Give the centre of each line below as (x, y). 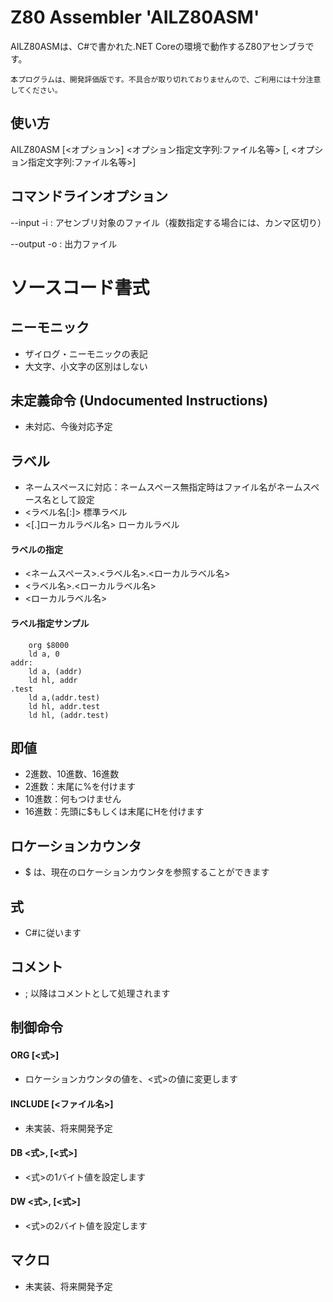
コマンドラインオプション (89, 196)
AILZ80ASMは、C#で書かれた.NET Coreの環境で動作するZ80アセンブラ (158, 46)
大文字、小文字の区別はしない (86, 366)
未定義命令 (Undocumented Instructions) (139, 400)
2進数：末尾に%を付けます (80, 787)
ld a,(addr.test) (64, 697)
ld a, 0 (44, 654)
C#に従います (53, 933)
